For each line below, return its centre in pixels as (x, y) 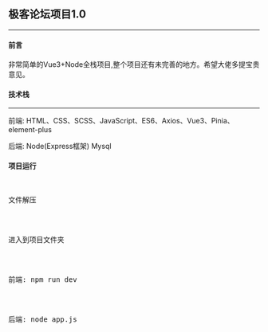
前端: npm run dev (43, 280)
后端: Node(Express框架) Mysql (60, 146)
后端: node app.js (43, 320)
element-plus (30, 130)
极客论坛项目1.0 (47, 14)
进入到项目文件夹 (36, 240)
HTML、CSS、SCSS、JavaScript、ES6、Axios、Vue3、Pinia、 (130, 121)
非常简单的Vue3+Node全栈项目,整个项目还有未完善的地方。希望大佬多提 (127, 64)
